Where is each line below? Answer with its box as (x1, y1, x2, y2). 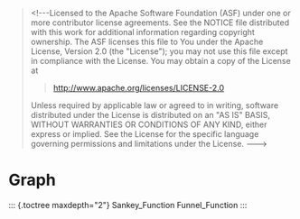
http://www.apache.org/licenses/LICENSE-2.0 (52, 83, 225, 93)
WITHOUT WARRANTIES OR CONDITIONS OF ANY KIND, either (30, 119, 267, 130)
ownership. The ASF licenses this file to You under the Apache (30, 36, 264, 47)
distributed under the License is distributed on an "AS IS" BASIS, (30, 110, 271, 120)
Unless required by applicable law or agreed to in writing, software (30, 100, 279, 111)
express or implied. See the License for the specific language (30, 129, 259, 139)
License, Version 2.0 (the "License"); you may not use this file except (30, 46, 288, 57)
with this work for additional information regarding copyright (30, 27, 255, 37)
